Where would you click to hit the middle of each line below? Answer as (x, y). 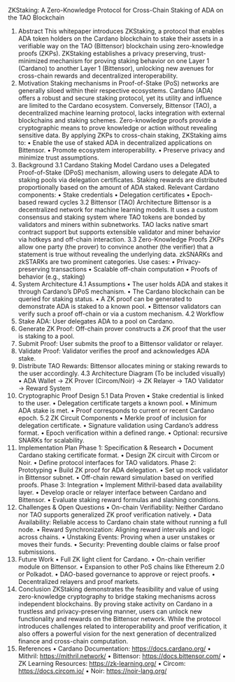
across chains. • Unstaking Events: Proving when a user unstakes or (116, 537)
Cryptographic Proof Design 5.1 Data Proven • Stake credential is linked (121, 396)
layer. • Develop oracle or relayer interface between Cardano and (112, 492)
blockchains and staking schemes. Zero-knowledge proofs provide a (117, 120)
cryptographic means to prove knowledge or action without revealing (117, 128)
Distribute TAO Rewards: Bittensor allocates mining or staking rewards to (123, 366)
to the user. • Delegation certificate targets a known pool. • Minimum (117, 403)
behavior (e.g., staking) (51, 277)
